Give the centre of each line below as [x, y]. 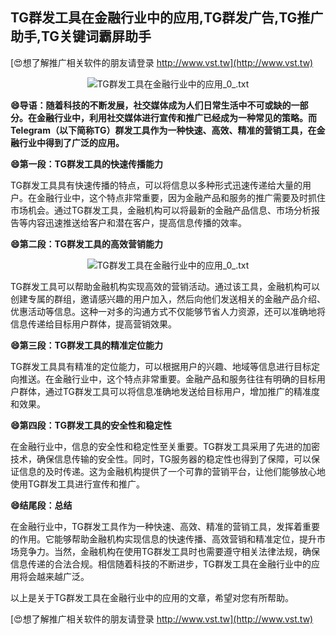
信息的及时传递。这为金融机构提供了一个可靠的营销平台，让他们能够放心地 [172, 471]
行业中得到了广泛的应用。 [71, 142]
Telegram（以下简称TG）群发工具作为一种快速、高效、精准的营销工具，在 [163, 130]
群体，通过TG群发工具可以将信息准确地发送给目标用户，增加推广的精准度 [169, 391]
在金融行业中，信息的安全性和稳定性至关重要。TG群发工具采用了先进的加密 [165, 446]
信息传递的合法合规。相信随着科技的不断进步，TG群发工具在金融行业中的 [161, 564]
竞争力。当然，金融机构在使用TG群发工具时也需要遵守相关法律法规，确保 [169, 551]
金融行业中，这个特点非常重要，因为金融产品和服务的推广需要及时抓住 [181, 197]
